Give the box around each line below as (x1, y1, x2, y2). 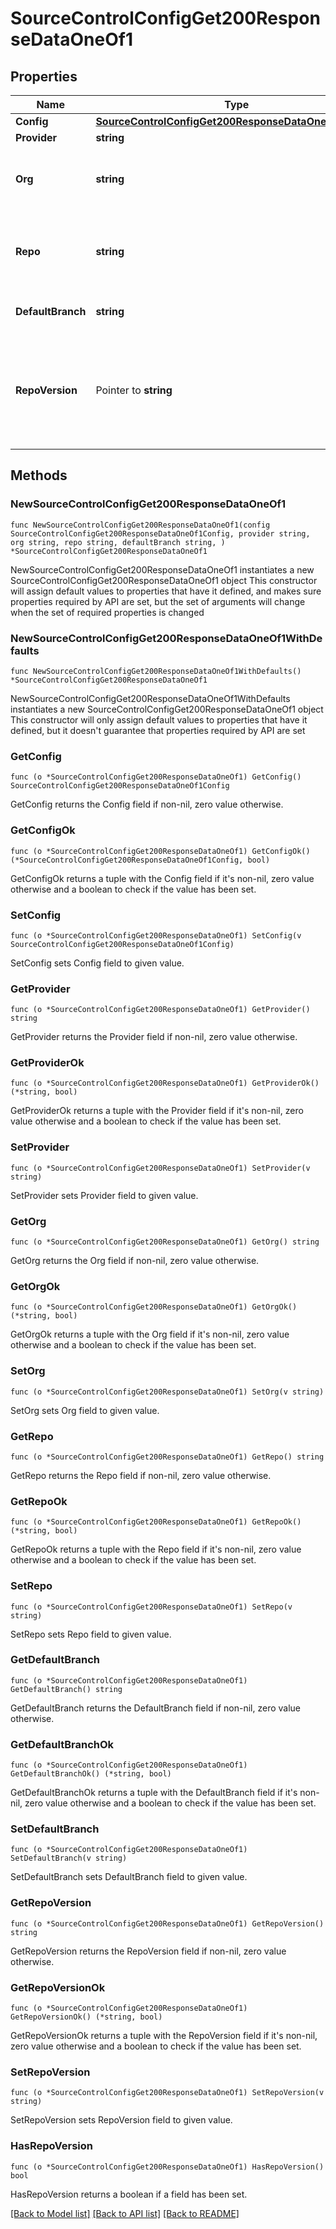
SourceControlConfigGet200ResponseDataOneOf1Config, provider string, (10, 528, 311, 539)
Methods (10, 467, 68, 484)
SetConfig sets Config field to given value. (10, 957, 185, 969)
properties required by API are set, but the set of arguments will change (10, 595, 306, 607)
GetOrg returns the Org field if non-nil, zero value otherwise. (10, 1255, 260, 1267)
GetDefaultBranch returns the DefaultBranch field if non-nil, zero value (10, 1702, 302, 1714)
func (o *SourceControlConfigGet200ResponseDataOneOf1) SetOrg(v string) (10, 1387, 325, 1397)
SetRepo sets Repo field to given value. (10, 1628, 172, 1640)
